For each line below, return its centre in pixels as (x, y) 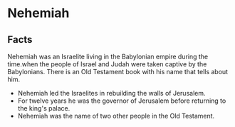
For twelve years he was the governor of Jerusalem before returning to (122, 101)
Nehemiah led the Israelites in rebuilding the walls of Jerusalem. (111, 93)
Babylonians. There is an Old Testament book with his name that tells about (118, 72)
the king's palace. (44, 108)
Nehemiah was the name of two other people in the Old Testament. (116, 116)
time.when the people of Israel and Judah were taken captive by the (107, 64)
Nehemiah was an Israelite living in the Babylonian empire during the (108, 56)
